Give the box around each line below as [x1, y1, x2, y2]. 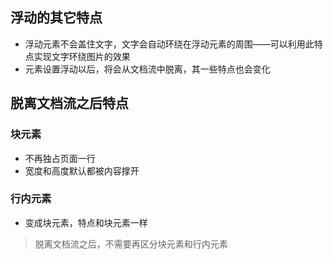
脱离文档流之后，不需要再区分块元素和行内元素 [34, 238, 228, 250]
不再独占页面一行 [24, 152, 96, 164]
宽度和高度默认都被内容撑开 [24, 164, 140, 177]
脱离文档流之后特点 [10, 95, 129, 112]
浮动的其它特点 [10, 9, 103, 27]
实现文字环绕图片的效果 [33, 50, 131, 62]
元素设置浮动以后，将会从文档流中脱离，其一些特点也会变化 [24, 63, 271, 75]
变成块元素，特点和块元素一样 [24, 216, 148, 228]
